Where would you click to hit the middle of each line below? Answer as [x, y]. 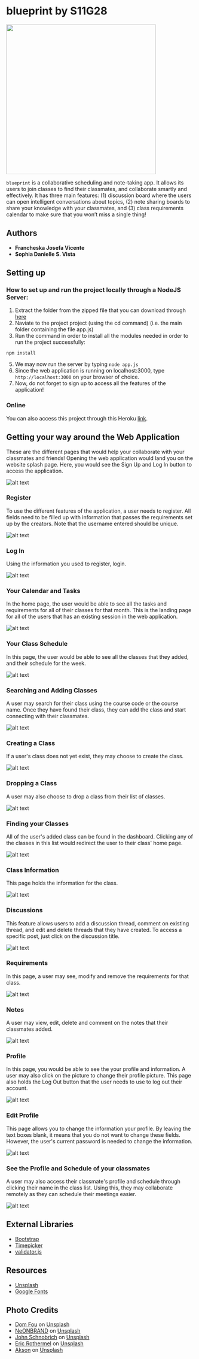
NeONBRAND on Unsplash [48, 1331]
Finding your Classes [37, 824]
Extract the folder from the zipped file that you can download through [100, 310]
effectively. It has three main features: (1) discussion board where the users [99, 195]
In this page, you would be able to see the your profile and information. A [96, 1069]
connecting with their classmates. [48, 716]
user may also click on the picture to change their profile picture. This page [99, 1076]
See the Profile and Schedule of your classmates [78, 1168]
